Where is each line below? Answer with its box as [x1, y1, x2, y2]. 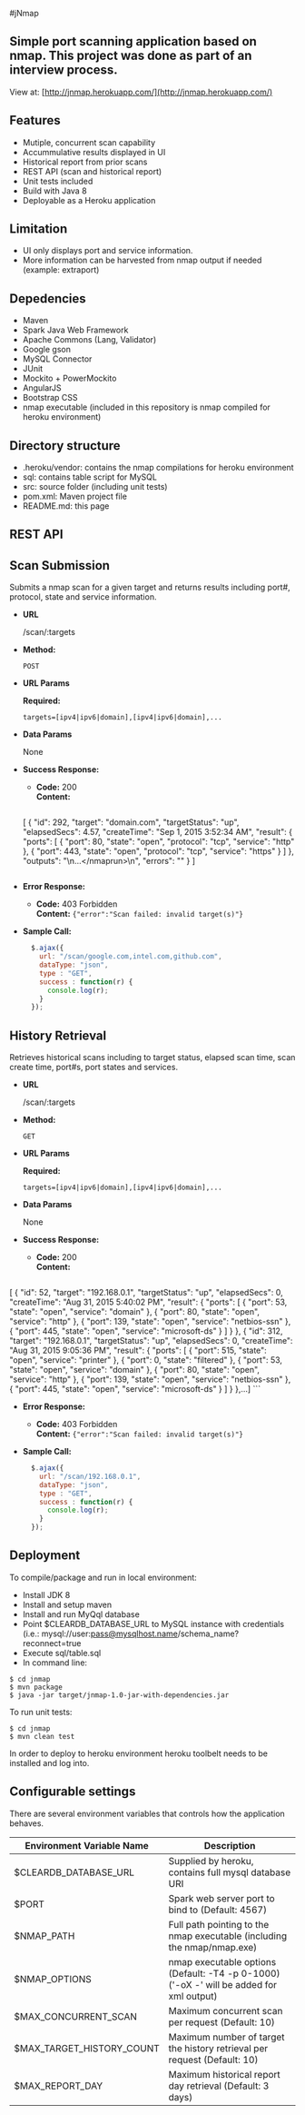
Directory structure [9, 438, 121, 453]
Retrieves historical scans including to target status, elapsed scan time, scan [9, 1052, 296, 1063]
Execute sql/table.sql [22, 1647, 102, 1658]
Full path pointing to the [168, 1918, 270, 1931]
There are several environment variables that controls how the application [9, 1808, 286, 1819]
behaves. [9, 1817, 44, 1829]
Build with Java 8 [22, 185, 88, 196]
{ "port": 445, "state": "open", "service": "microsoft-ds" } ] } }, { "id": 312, [9, 1326, 283, 1336]
